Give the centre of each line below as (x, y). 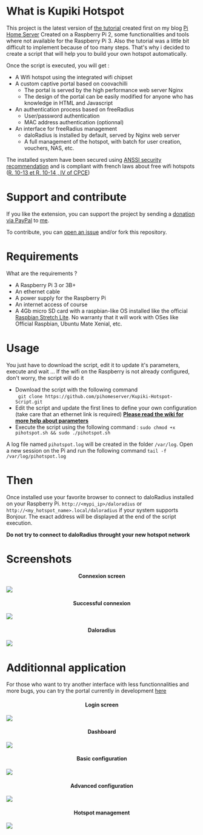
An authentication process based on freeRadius (75, 109)
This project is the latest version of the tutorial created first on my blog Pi (97, 28)
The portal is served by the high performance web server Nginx (104, 90)
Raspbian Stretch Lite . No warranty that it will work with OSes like (97, 317)
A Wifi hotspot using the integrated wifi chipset (74, 77)
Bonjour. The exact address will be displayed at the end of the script (92, 516)
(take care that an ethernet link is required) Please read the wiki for (99, 414)
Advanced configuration (102, 785)
